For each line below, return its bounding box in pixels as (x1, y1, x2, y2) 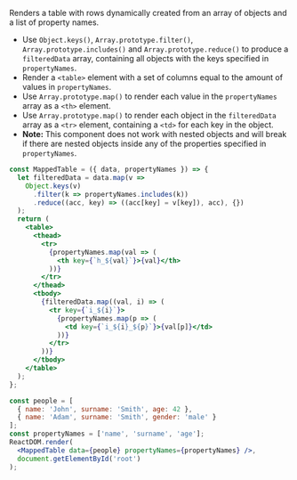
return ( (17, 215, 50, 224)
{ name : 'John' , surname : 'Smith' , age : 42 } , (17, 404, 193, 413)
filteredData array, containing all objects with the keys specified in (21, 53, 269, 63)
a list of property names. (9, 17, 100, 28)
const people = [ (9, 396, 74, 405)
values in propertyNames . (21, 82, 112, 92)
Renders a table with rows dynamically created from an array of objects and (9, 8, 287, 18)
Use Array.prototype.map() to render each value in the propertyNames (21, 91, 277, 102)
